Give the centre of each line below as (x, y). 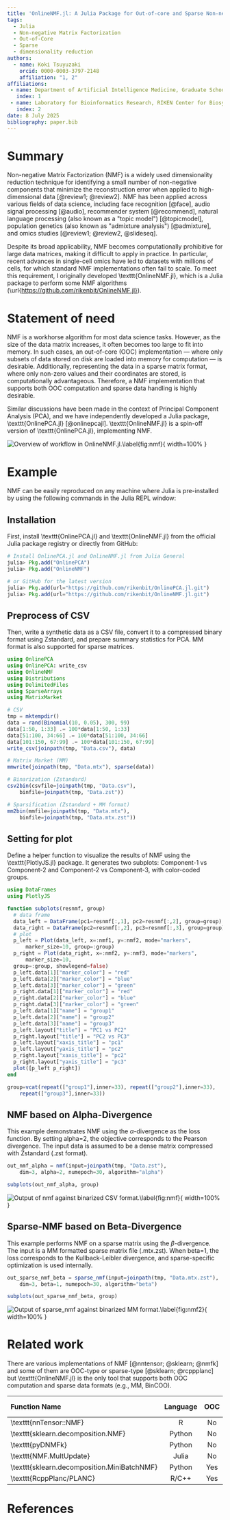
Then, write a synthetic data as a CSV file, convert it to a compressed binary (115, 632)
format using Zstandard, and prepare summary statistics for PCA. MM (105, 639)
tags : (15, 20)
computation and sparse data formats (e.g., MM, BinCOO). (89, 1385)
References (40, 1509)
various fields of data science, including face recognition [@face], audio (109, 204)
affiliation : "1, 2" (49, 77)
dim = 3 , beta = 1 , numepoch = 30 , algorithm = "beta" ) (88, 1284)
